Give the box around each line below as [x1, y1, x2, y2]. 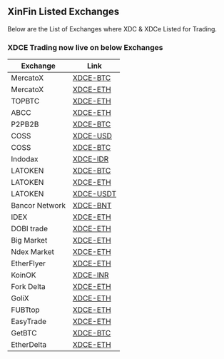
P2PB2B [11, 119, 39, 129]
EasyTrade [11, 317, 47, 327]
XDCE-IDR [72, 154, 109, 164]
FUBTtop [11, 305, 41, 315]
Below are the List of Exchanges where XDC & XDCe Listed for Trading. [7, 24, 218, 33]
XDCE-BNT [72, 201, 112, 211]
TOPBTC [11, 96, 40, 106]
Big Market [11, 236, 48, 246]
